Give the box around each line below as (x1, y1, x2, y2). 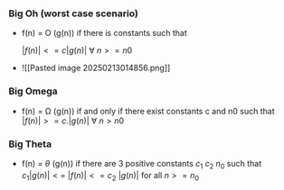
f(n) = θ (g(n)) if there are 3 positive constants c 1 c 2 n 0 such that (21, 158, 262, 171)
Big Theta (8, 138, 52, 150)
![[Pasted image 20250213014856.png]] (21, 62, 171, 74)
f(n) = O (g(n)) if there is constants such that (21, 28, 187, 39)
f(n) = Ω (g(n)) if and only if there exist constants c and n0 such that (21, 105, 275, 116)
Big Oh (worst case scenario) (8, 7, 139, 20)
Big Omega (8, 85, 58, 97)
